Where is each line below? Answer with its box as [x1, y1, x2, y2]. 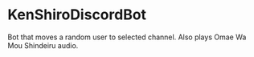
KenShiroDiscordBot [7, 6, 146, 24]
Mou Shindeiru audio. [7, 40, 79, 50]
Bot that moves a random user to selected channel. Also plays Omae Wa [7, 32, 247, 42]
